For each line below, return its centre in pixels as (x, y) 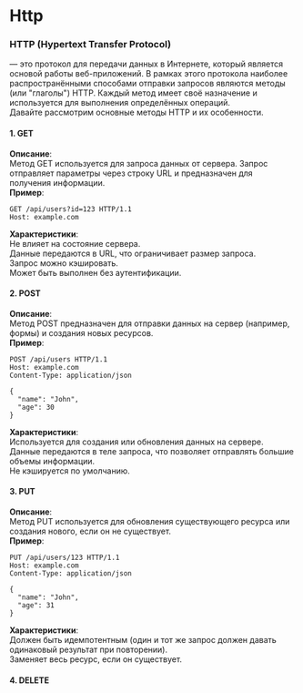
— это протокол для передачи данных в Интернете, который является (146, 64)
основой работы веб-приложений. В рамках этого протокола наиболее (149, 74)
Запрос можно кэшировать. (64, 263)
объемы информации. (52, 461)
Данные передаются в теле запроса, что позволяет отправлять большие (151, 451)
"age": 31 (36, 606)
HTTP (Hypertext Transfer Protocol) (90, 45)
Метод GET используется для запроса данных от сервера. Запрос (139, 163)
